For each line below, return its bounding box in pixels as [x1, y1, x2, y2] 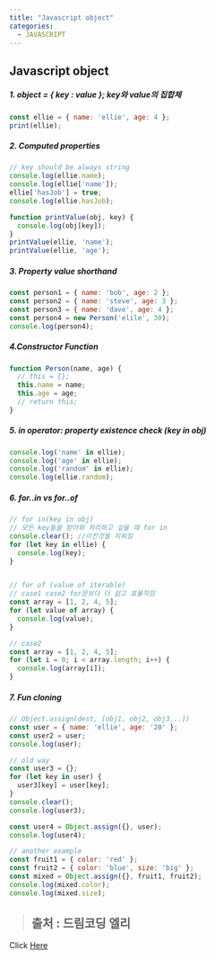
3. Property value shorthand [9, 265, 118, 276]
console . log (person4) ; [9, 321, 94, 331]
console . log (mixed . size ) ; [9, 888, 106, 898]
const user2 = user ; [9, 730, 87, 740]
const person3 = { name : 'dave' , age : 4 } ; [9, 305, 175, 314]
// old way [9, 756, 50, 765]
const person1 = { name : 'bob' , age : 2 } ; [9, 289, 170, 298]
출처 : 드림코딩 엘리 [30, 916, 132, 931]
